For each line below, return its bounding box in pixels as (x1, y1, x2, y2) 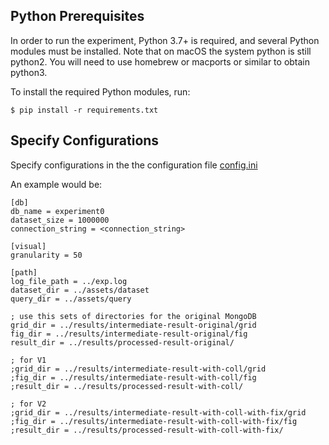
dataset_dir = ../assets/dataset (10, 285, 150, 295)
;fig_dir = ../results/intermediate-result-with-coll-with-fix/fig (10, 416, 298, 426)
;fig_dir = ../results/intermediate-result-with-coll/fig (10, 372, 257, 383)
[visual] (10, 241, 47, 251)
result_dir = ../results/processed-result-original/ (10, 337, 235, 348)
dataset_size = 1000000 (10, 215, 110, 225)
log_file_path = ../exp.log (10, 276, 128, 286)
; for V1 (10, 355, 47, 365)
